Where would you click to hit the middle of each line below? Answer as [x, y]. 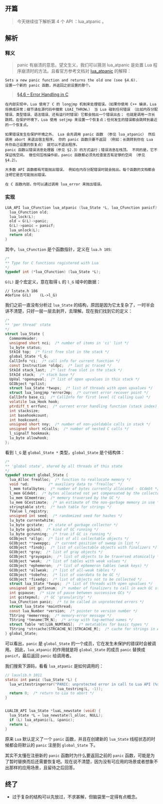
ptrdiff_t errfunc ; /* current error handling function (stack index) [83, 406]
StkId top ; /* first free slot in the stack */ [59, 352]
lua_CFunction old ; [29, 212]
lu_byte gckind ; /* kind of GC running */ [54, 530]
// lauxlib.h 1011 [24, 675]
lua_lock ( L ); [23, 217]
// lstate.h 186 [21, 291]
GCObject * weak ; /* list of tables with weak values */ [68, 561]
